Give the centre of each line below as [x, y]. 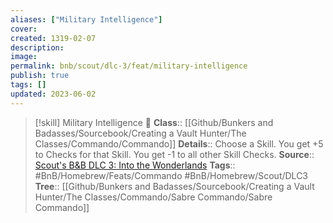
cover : [24, 29]
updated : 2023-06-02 [53, 94]
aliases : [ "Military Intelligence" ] [86, 19]
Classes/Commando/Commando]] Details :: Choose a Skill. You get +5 [179, 143]
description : [37, 47]
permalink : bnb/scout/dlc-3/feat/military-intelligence [129, 66]
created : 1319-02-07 [53, 38]
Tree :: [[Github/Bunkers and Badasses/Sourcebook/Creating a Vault [174, 186]
